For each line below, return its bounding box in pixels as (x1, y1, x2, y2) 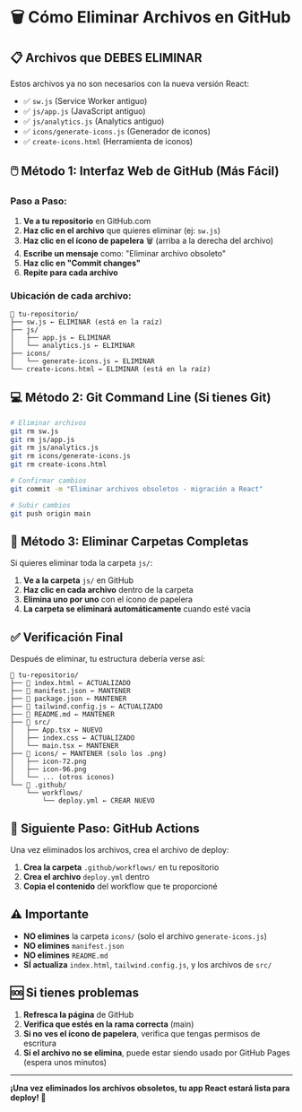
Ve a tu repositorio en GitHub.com (22, 215, 151, 226)
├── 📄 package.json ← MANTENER (10, 694, 127, 704)
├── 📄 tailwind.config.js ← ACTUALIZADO (10, 702, 164, 711)
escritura (22, 1038, 57, 1048)
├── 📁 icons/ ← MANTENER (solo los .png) (10, 750, 168, 759)
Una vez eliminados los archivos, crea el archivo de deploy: (10, 844, 229, 855)
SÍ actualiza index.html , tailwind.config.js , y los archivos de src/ (22, 959, 272, 969)
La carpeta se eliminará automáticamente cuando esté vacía (22, 604, 252, 614)
